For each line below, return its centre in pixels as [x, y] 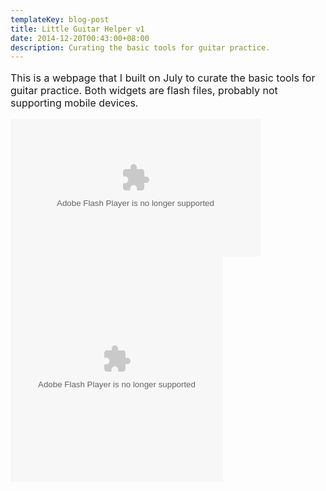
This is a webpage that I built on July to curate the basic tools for [163, 78]
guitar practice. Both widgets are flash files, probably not [144, 91]
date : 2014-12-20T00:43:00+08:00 [80, 38]
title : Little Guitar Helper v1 [77, 29]
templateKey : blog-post [60, 19]
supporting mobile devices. [74, 103]
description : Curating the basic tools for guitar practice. [140, 47]
